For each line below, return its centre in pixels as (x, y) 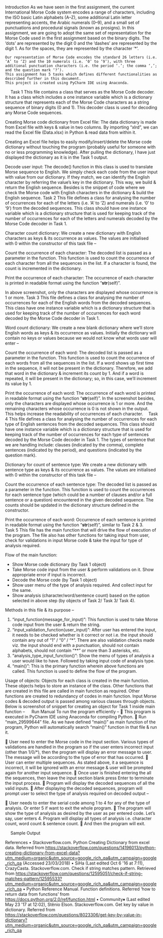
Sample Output (25, 833)
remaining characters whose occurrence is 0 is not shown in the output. (77, 409)
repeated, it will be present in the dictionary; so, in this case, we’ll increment (81, 378)
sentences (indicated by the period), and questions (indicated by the (73, 450)
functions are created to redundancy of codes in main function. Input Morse (81, 696)
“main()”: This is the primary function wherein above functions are (78, 666)
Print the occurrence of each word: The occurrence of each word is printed (80, 393)
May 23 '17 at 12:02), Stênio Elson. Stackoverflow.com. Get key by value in (79, 904)
